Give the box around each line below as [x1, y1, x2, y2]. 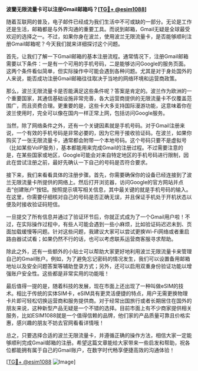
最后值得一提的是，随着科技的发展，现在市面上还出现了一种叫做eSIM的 [6, 283, 179, 289]
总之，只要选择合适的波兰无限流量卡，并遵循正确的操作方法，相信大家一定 [6, 332, 187, 339]
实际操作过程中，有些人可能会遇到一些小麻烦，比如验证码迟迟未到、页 [21, 221, 192, 227]
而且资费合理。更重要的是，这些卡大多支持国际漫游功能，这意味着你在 [21, 102, 192, 109]
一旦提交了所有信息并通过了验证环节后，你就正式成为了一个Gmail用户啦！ [6, 213, 186, 220]
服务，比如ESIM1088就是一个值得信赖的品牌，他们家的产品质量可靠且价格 [6, 312, 186, 319]
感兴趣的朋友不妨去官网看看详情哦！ [16, 319, 104, 326]
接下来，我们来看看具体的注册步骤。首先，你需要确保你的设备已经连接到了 [6, 171, 187, 178]
